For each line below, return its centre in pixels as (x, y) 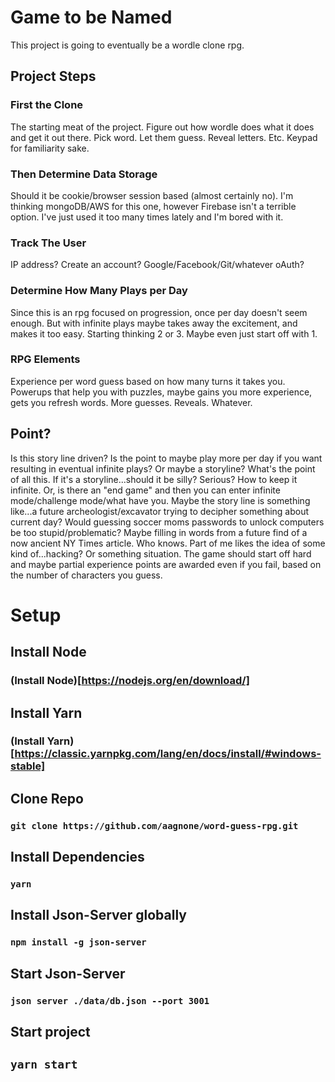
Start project (50, 1032)
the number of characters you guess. (86, 575)
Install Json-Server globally (98, 915)
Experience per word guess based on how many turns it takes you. (148, 381)
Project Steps (53, 76)
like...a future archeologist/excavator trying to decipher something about (160, 511)
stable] (28, 766)
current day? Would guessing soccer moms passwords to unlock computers (167, 522)
